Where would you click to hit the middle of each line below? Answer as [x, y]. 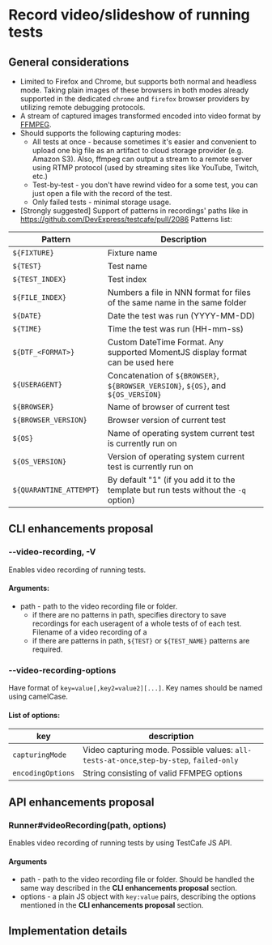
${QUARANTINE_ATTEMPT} [56, 490]
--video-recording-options [62, 670]
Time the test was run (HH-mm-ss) [176, 329]
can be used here [140, 362]
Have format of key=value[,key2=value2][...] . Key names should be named [136, 688]
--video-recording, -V [52, 552]
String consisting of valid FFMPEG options [162, 773]
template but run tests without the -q [177, 490]
